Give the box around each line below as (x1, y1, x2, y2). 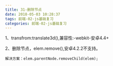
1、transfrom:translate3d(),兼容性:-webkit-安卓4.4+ (5, 35, 109, 41)
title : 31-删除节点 (5, 7, 42, 12)
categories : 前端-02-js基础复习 (5, 21, 67, 26)
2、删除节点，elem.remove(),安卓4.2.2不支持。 (5, 45, 101, 52)
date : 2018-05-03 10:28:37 (5, 12, 60, 17)
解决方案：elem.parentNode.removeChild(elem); (5, 56, 98, 62)
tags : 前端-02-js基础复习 (5, 16, 54, 21)
